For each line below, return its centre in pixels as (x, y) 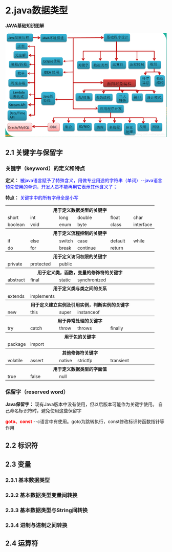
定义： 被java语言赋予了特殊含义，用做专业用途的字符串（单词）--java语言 (84, 181)
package (17, 344)
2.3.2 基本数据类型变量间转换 (41, 495)
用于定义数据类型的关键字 (80, 210)
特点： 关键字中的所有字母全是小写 (42, 198)
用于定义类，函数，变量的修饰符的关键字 (80, 272)
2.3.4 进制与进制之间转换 (36, 525)
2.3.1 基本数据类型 (28, 480)
